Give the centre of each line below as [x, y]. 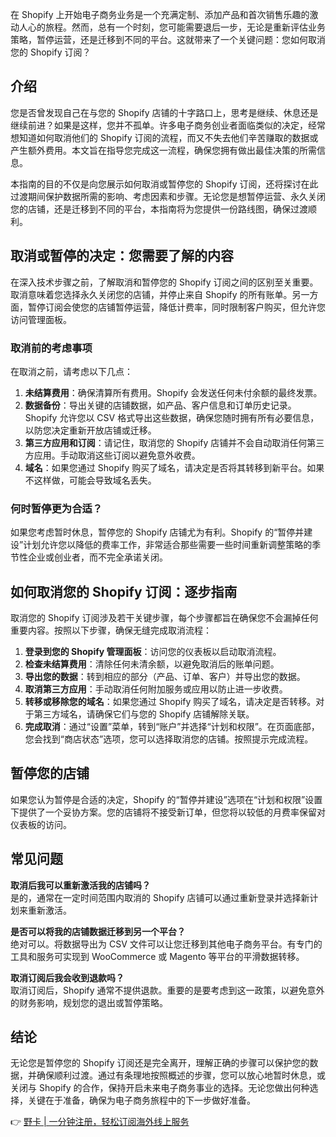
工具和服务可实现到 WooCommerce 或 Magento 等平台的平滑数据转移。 [157, 956]
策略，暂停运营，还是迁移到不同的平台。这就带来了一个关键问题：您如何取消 [168, 39]
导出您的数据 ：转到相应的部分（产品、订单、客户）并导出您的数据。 [165, 677]
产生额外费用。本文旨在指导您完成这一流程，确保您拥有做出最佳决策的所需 [163, 150]
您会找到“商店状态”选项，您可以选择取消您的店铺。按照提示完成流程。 [169, 739]
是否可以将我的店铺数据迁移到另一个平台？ [98, 931]
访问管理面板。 [41, 319]
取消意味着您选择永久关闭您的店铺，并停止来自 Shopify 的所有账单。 [151, 294]
